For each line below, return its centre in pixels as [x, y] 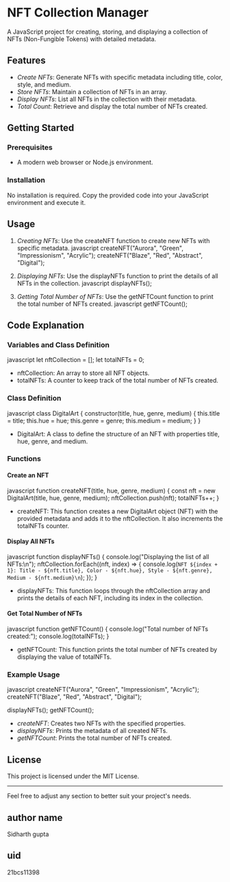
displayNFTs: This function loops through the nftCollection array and [114, 590]
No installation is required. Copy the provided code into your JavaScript [108, 195]
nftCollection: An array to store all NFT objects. [83, 373]
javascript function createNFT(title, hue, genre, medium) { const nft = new [111, 490]
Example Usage [34, 675]
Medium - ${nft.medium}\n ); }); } [52, 577]
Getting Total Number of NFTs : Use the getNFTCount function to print [115, 296]
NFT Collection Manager [78, 13]
